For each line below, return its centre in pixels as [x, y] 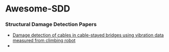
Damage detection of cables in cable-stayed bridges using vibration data [88, 35]
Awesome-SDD [38, 9]
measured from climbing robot [44, 40]
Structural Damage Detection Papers [51, 24]
